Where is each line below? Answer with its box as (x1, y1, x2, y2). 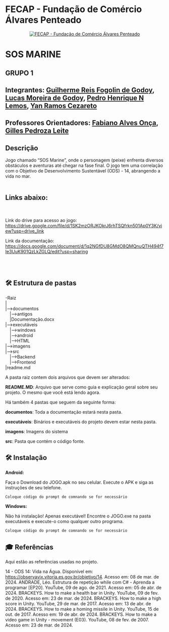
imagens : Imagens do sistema (5, 428, 68, 434)
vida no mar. (5, 173, 31, 180)
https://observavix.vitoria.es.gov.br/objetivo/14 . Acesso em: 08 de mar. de (5, 574, 159, 580)
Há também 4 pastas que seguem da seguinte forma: (5, 399, 116, 405)
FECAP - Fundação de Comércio (5, 4, 142, 15)
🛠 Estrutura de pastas (5, 279, 77, 288)
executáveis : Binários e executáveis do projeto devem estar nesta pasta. (5, 419, 157, 425)
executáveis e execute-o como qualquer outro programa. (5, 519, 124, 525)
